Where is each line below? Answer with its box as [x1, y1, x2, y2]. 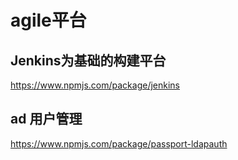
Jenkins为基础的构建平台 [10, 52, 167, 69]
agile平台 [10, 9, 87, 32]
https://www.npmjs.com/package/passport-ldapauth [10, 137, 228, 150]
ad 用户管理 [10, 111, 83, 128]
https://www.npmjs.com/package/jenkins [10, 79, 180, 91]
